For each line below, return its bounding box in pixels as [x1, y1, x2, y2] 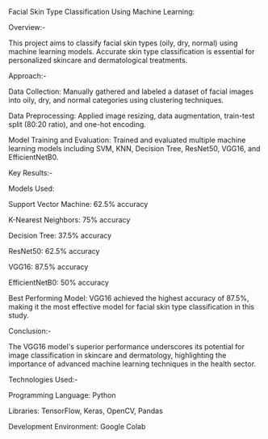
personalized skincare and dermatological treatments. [8, 56, 188, 65]
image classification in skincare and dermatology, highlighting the [8, 351, 227, 360]
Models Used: [8, 184, 55, 193]
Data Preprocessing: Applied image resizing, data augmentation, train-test [8, 111, 255, 120]
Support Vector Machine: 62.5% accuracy [8, 200, 149, 209]
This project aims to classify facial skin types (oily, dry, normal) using [8, 38, 238, 48]
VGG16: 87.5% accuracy [8, 262, 89, 272]
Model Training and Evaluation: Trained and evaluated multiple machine [8, 135, 246, 145]
